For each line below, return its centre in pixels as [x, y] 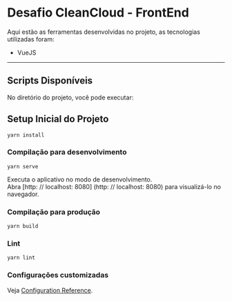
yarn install [26, 135]
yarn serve [23, 166]
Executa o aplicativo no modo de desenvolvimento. [80, 179]
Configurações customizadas [58, 275]
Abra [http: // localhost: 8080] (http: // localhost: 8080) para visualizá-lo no [114, 186]
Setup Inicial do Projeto [58, 119]
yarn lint [21, 258]
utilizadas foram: [31, 39]
